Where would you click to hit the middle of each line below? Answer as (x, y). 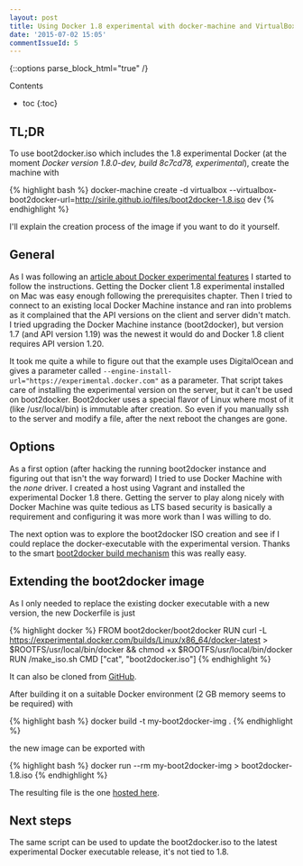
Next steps (41, 820)
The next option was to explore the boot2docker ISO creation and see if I (144, 533)
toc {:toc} (40, 104)
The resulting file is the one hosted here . (85, 792)
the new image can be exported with (78, 748)
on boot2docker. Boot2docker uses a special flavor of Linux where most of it (151, 399)
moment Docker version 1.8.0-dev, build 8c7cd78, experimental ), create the (150, 163)
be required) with (41, 703)
